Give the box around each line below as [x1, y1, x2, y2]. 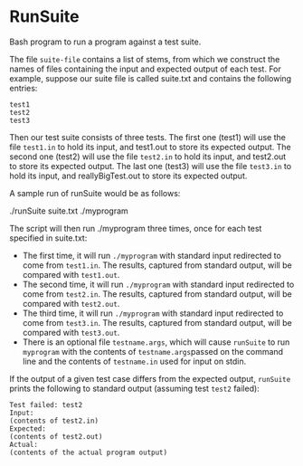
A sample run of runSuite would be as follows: [9, 187, 181, 198]
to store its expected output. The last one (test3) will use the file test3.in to [9, 160, 292, 171]
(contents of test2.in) [9, 416, 99, 425]
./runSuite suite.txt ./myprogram [9, 205, 128, 216]
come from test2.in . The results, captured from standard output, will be [22, 288, 292, 300]
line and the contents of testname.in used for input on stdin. [22, 356, 247, 366]
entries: [9, 82, 38, 93]
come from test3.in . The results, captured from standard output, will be [22, 317, 292, 328]
